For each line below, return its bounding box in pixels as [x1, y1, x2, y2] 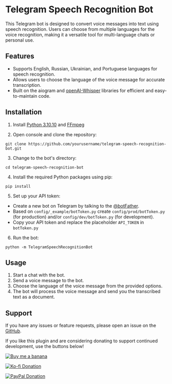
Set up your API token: [12, 193, 61, 199]
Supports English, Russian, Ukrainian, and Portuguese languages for [12, 65, 158, 71]
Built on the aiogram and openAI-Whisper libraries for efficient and [12, 87, 154, 94]
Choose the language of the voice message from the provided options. [12, 283, 163, 289]
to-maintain [12, 93, 37, 99]
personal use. [5, 37, 34, 43]
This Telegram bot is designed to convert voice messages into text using [5, 21, 159, 27]
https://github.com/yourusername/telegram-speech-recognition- [28, 141, 167, 147]
